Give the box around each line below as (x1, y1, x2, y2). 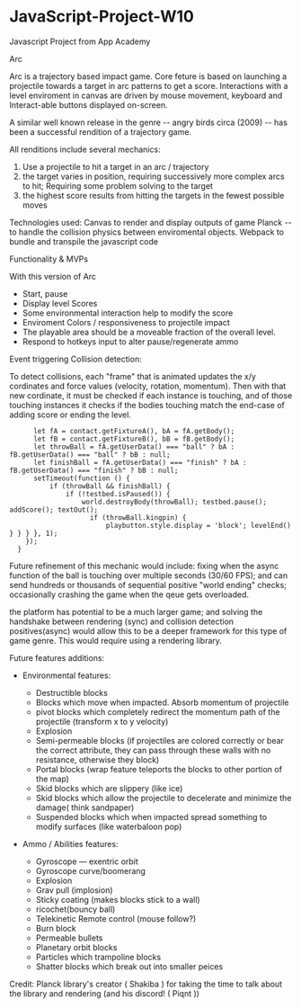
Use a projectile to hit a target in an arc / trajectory (22, 161, 209, 172)
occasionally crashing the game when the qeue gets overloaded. (9, 589, 250, 600)
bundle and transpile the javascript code (9, 236, 159, 246)
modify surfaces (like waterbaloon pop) (35, 821, 182, 832)
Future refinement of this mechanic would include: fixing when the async (9, 560, 279, 571)
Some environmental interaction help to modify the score (22, 308, 234, 318)
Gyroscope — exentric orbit (35, 856, 139, 867)
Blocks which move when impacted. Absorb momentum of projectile (35, 697, 289, 708)
